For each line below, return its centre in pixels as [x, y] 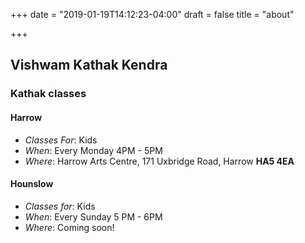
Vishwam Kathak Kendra [89, 65]
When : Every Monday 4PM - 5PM [93, 150]
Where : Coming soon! [69, 227]
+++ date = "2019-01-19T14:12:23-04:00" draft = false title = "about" [152, 14]
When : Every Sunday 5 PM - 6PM [93, 216]
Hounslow [32, 184]
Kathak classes [48, 94]
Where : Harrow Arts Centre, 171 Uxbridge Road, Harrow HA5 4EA [159, 161]
